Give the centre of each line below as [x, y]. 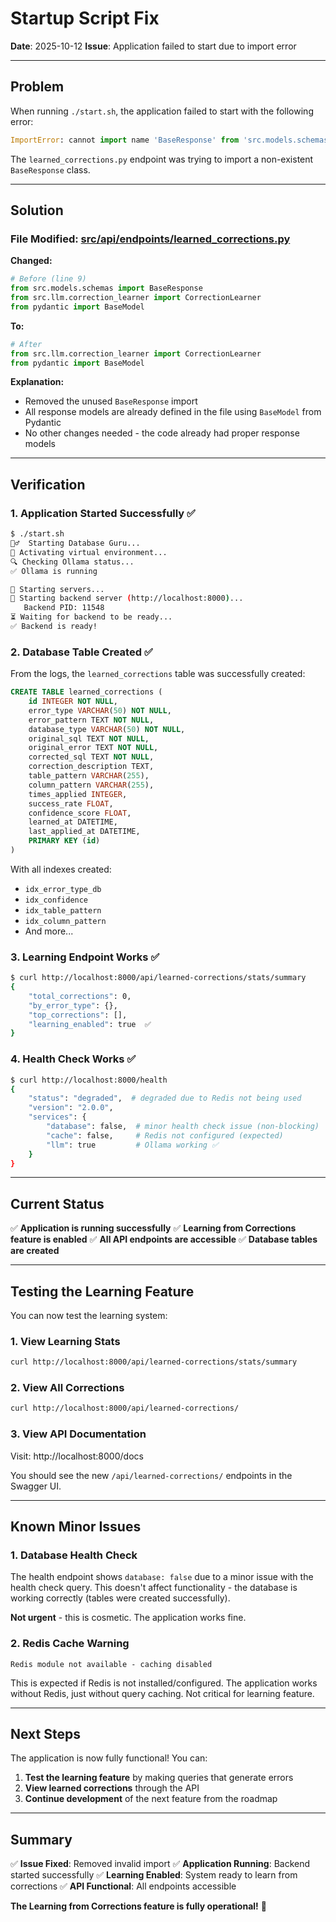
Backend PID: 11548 [64, 608]
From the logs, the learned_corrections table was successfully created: [158, 674]
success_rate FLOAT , [71, 803]
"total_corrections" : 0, [80, 996]
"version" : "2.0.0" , [71, 1108]
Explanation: [37, 382]
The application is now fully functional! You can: [109, 1758]
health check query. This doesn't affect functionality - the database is [154, 1588]
